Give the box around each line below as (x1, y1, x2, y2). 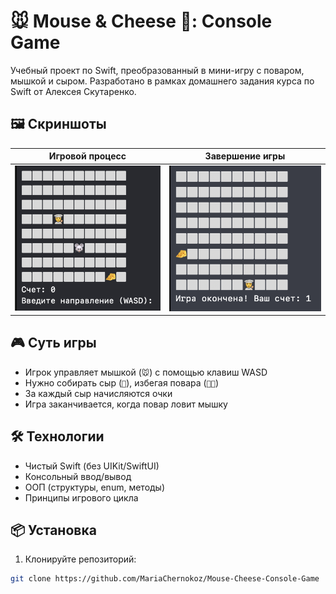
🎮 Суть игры (10, 335, 97, 352)
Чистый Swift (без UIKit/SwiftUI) (24, 460, 160, 472)
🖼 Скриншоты (10, 116, 107, 133)
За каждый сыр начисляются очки (24, 387, 173, 399)
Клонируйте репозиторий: (24, 553, 137, 565)
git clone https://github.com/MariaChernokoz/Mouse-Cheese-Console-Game (10, 574, 320, 584)
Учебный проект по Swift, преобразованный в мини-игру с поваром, (10, 64, 305, 76)
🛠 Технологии (10, 428, 105, 445)
